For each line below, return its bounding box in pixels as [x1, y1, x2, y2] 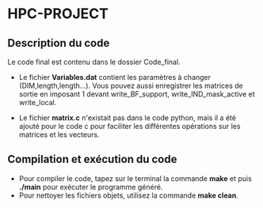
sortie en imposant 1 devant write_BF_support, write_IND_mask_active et [18, 89, 255, 99]
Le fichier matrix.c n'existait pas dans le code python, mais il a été [18, 113, 237, 123]
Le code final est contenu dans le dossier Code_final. [7, 57, 181, 66]
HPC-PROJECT [7, 5, 109, 23]
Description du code [7, 36, 110, 50]
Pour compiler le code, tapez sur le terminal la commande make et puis [18, 173, 253, 183]
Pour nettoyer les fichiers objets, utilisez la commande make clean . [18, 191, 239, 200]
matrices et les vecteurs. [18, 130, 100, 139]
